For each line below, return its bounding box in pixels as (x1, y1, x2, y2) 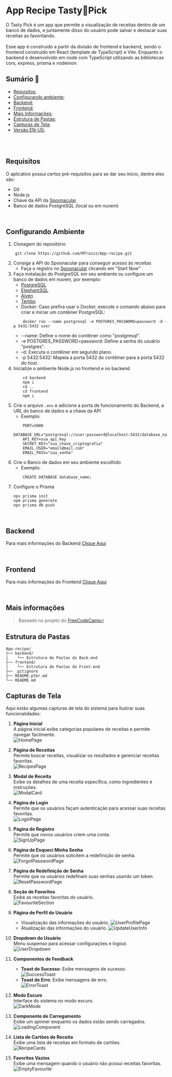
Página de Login (13, 800, 48, 806)
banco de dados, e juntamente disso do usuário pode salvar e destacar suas (6, 27, 167, 33)
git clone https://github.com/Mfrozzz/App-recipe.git (15, 251, 132, 256)
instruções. (13, 784, 37, 791)
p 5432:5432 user (13, 324, 51, 329)
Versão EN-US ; (13, 127, 46, 133)
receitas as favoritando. (6, 32, 56, 39)
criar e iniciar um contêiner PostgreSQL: (20, 309, 105, 315)
